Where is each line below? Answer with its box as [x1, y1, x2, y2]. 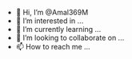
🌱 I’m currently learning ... [15, 25, 102, 33]
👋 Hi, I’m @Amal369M [15, 8, 89, 17]
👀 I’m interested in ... [15, 16, 84, 26]
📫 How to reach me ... [15, 42, 90, 51]
